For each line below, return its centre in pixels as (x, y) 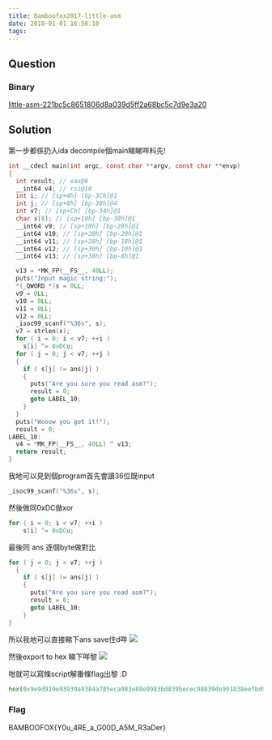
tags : (17, 31)
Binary (21, 87)
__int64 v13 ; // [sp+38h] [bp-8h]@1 (77, 256)
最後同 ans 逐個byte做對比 (52, 547)
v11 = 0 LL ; (34, 309)
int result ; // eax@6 (52, 181)
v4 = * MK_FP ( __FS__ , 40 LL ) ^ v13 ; (74, 444)
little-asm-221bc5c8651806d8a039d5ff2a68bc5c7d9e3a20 (108, 105)
